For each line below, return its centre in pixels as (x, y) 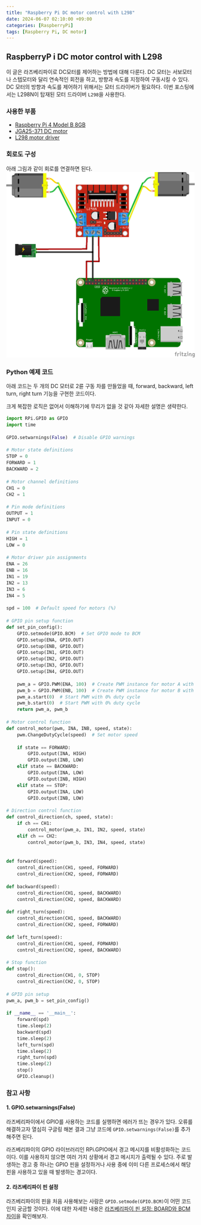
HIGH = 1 (17, 539)
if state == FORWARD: (44, 747)
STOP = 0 (17, 457)
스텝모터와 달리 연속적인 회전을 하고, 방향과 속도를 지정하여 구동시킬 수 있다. (101, 79)
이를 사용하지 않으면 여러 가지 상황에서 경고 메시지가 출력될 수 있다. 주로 (103, 1157)
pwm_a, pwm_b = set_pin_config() (48, 1001)
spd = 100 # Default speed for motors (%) (61, 608)
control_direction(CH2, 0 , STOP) (59, 981)
